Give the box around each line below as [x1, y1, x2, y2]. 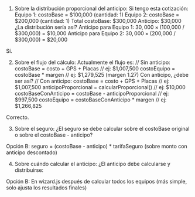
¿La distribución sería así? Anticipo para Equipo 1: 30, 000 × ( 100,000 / [14, 23, 184, 30]
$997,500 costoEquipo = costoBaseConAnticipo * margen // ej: [14, 96, 167, 103]
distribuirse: [14, 167, 44, 174]
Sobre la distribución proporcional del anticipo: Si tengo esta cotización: [14, 5, 189, 12]
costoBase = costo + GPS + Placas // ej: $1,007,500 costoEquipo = [14, 65, 176, 72]
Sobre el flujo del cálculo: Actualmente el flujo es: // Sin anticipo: [14, 59, 171, 66]
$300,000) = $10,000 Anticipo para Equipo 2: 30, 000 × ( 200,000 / [14, 30, 176, 37]
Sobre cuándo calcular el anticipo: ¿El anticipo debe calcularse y [14, 161, 171, 167]
